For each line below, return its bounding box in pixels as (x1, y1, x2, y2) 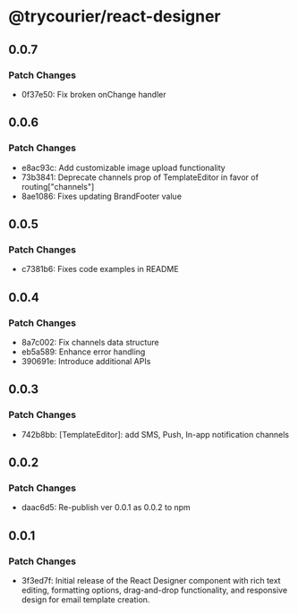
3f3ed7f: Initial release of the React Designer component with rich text (21, 576, 281, 585)
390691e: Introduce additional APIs (21, 355, 151, 366)
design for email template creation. (21, 594, 150, 605)
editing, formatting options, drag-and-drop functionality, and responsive (21, 584, 288, 595)
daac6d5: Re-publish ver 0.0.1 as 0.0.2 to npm (21, 502, 192, 513)
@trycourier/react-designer (8, 6, 221, 27)
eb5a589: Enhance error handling (21, 346, 146, 357)
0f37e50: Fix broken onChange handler (21, 89, 166, 99)
